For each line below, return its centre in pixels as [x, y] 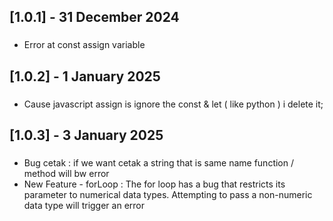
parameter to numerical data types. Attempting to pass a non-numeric [168, 194]
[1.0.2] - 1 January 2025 [85, 76]
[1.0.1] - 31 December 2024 [94, 17]
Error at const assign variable [84, 45]
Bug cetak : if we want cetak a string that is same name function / [159, 162]
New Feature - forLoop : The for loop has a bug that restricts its [154, 184]
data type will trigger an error [84, 205]
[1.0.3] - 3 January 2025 [86, 135]
